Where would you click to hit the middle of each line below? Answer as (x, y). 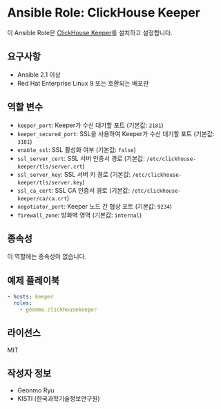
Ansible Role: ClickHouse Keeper (104, 13)
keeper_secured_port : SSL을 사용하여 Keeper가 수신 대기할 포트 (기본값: (116, 133)
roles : (23, 303)
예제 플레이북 (33, 280)
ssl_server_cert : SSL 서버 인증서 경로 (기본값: (81, 158)
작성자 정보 (29, 373)
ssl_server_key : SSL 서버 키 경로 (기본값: (74, 174)
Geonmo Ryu (36, 390)
